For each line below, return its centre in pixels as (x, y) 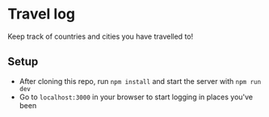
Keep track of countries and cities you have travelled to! (101, 36)
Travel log (42, 14)
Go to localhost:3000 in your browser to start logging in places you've (136, 97)
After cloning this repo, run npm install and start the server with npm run (140, 81)
